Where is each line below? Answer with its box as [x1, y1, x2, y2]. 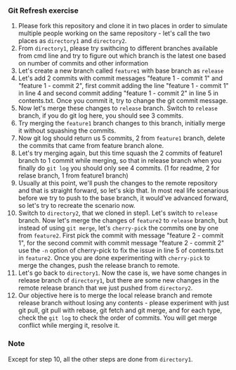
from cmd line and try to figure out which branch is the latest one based [18, 51, 227, 60]
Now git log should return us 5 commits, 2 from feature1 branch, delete [18, 134, 225, 142]
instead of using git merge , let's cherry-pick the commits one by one [18, 224, 218, 233]
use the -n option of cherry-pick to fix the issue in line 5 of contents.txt [18, 246, 224, 255]
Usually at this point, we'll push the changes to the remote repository [18, 179, 218, 187]
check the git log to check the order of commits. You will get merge [18, 314, 217, 322]
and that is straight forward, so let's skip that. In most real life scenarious [18, 186, 229, 195]
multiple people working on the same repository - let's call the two [18, 29, 211, 37]
